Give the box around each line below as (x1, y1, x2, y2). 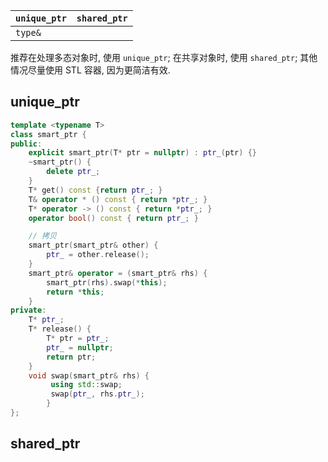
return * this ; (46, 287, 105, 297)
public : (10, 139, 43, 149)
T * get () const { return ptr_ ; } (28, 185, 163, 195)
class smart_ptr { (10, 129, 87, 139)
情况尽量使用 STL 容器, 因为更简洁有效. (10, 64, 171, 76)
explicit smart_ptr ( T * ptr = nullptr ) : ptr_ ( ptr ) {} (28, 148, 257, 158)
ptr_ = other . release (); (46, 250, 150, 260)
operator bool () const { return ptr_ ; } (28, 213, 199, 223)
